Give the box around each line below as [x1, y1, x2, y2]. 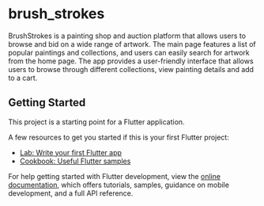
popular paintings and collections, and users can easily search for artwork [8, 48, 251, 57]
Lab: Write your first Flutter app [19, 147, 123, 157]
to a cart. [8, 73, 38, 82]
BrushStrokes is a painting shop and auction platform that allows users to [8, 31, 247, 40]
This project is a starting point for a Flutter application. [8, 116, 185, 127]
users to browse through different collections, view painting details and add [8, 64, 255, 74]
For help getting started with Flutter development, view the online [8, 171, 221, 181]
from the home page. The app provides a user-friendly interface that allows [8, 56, 255, 66]
